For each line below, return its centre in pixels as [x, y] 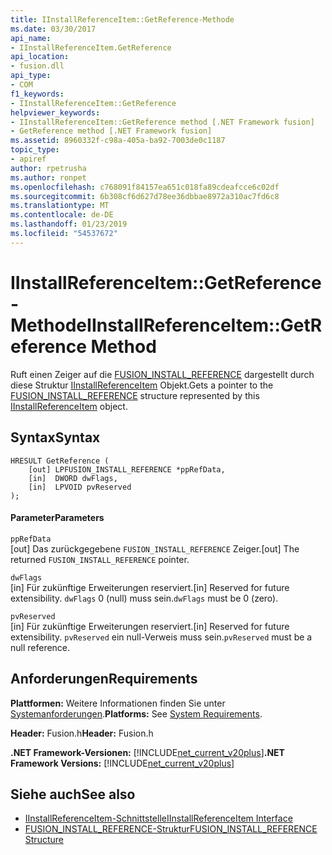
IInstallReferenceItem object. [69, 406]
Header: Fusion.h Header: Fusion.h [82, 733]
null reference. [40, 647]
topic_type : [35, 150]
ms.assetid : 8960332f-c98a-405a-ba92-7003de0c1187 [118, 141]
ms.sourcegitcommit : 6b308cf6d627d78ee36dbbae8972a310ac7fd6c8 [145, 196]
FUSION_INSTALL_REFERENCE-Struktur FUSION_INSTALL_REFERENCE [171, 829]
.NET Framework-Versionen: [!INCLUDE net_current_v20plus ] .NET [147, 752]
